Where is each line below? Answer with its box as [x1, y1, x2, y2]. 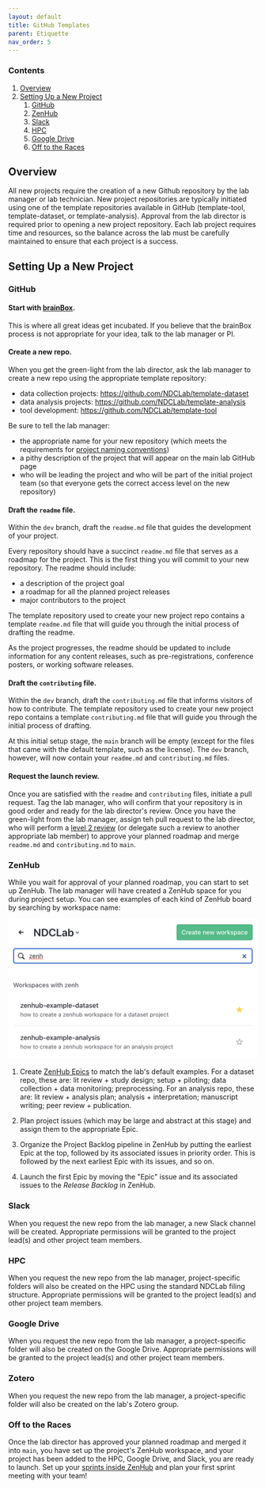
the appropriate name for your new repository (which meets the [19, 436, 227, 446]
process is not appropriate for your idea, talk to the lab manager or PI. [8, 329, 236, 339]
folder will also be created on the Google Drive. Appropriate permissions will [8, 1344, 257, 1354]
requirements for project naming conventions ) [19, 445, 170, 454]
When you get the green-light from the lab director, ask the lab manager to [8, 365, 252, 374]
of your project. [8, 531, 59, 541]
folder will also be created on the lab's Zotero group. [8, 1399, 180, 1409]
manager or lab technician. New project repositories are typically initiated [8, 194, 248, 204]
